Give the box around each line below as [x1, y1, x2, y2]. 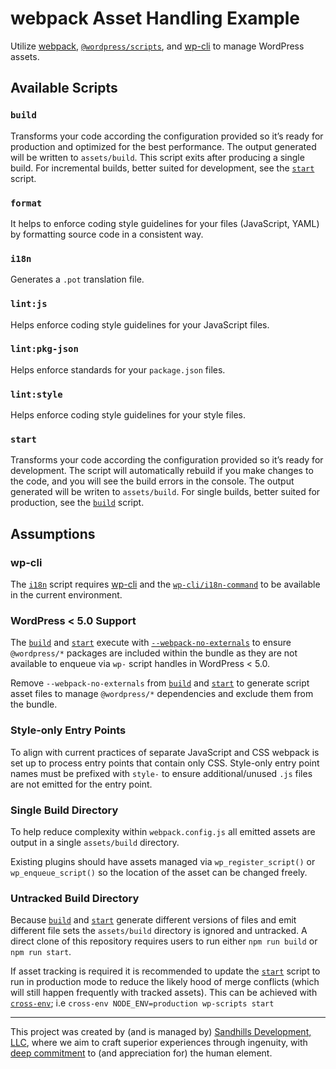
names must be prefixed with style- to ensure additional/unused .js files [10, 767, 313, 779]
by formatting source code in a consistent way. [10, 228, 204, 240]
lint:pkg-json [10, 343, 79, 355]
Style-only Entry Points [10, 723, 127, 737]
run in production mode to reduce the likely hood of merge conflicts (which [10, 976, 320, 988]
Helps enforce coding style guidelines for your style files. [10, 409, 247, 421]
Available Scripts [10, 80, 118, 97]
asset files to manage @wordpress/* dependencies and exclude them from [10, 688, 314, 700]
